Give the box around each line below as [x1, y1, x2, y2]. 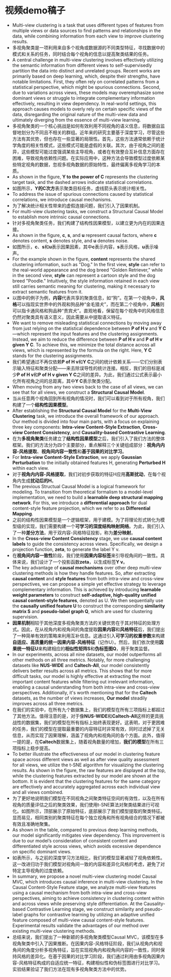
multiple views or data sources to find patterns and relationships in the [12, 27, 161, 33]
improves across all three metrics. [12, 700, 84, 707]
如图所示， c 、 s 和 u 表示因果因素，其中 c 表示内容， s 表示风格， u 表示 [12, 244, 154, 250]
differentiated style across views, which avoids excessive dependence [12, 843, 161, 849]
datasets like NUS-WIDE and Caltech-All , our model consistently [12, 662, 149, 668]
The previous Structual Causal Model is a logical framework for [12, 483, 145, 489]
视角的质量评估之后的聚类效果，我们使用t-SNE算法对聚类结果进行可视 [12, 801, 160, 807]
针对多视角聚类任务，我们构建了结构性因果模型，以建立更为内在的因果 [12, 219, 161, 226]
